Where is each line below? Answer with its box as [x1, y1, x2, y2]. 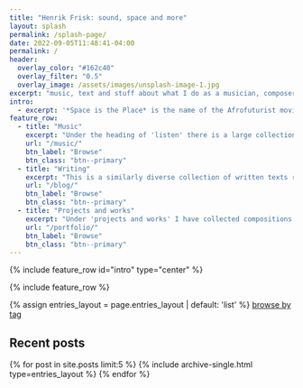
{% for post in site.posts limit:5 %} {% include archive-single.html [9, 359, 253, 370]
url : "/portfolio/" [25, 223, 99, 232]
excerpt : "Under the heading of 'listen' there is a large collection [25, 131, 297, 140]
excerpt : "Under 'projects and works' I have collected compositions [25, 214, 293, 224]
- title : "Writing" [17, 164, 91, 173]
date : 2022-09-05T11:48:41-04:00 [9, 38, 135, 48]
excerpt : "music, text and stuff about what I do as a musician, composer [9, 88, 297, 97]
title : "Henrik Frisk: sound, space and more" [9, 13, 188, 23]
